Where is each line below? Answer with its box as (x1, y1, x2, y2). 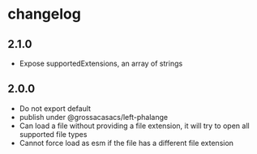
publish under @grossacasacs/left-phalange (19, 112, 168, 122)
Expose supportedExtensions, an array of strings (19, 58, 183, 68)
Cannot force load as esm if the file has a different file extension (19, 138, 234, 148)
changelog (7, 5, 82, 24)
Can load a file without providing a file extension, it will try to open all (19, 121, 250, 130)
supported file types (19, 129, 88, 139)
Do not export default (19, 103, 91, 113)
